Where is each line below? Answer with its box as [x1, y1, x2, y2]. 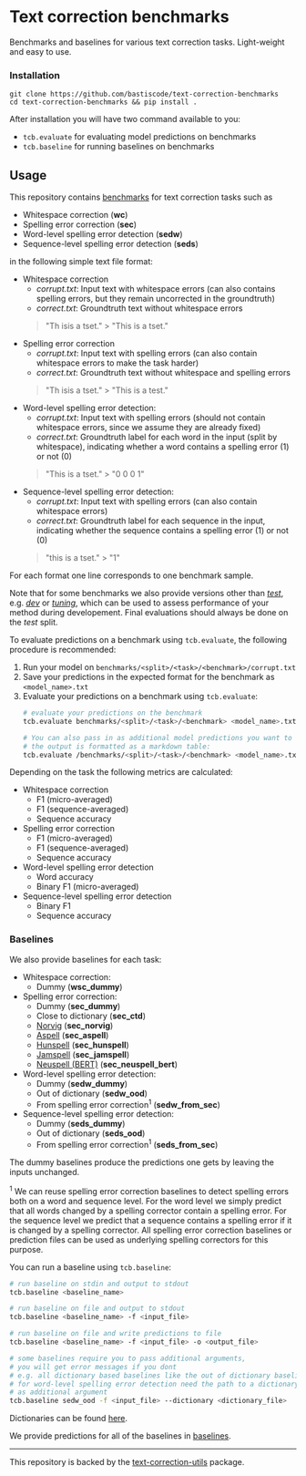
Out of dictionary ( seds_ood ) [36, 1128, 146, 1139]
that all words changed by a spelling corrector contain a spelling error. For [9, 1205, 287, 1216]
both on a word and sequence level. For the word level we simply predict [9, 1195, 282, 1206]
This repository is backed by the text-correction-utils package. [9, 1457, 245, 1468]
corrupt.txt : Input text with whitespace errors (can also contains [36, 284, 276, 294]
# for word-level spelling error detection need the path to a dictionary [9, 1379, 300, 1388]
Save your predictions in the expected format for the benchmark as [22, 672, 275, 683]
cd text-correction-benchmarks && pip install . [9, 98, 198, 107]
